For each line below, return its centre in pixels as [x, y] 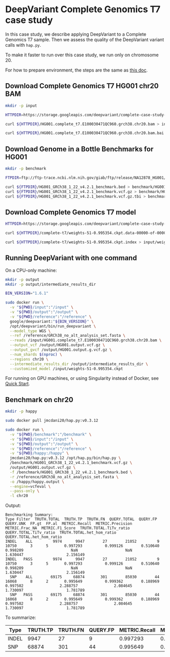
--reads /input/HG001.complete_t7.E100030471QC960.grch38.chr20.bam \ [86, 340]
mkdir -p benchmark [26, 169]
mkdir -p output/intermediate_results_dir [51, 284]
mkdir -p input [21, 106]
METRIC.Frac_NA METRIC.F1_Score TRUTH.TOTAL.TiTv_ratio [68, 528]
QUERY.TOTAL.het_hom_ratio [34, 537]
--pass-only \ [25, 491]
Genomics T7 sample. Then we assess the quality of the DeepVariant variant [85, 40]
